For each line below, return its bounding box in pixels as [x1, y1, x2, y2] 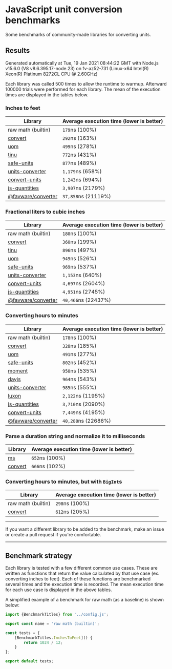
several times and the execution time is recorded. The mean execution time [5, 581, 164, 588]
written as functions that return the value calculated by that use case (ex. [5, 570, 160, 577]
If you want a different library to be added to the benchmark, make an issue [5, 526, 164, 532]
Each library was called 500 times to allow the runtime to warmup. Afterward [5, 80, 167, 87]
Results [5, 46, 30, 55]
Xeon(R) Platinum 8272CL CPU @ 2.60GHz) [5, 71, 98, 77]
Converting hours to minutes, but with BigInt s [5, 478, 122, 485]
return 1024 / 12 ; [24, 640, 63, 645]
